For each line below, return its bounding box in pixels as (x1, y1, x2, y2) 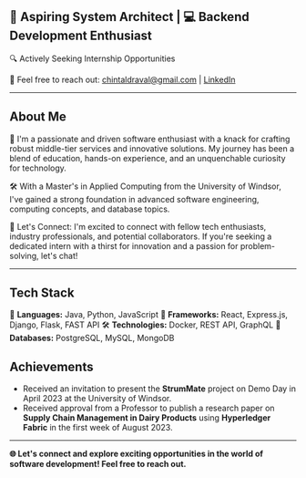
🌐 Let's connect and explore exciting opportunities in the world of (9, 448, 264, 460)
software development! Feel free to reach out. (9, 459, 187, 470)
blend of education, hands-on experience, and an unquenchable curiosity (9, 152, 286, 163)
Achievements (9, 358, 94, 374)
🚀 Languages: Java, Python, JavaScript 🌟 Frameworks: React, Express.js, (9, 309, 289, 320)
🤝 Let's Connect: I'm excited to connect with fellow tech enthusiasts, (9, 221, 267, 232)
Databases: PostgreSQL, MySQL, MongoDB (9, 333, 175, 344)
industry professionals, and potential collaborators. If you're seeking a (9, 231, 272, 242)
